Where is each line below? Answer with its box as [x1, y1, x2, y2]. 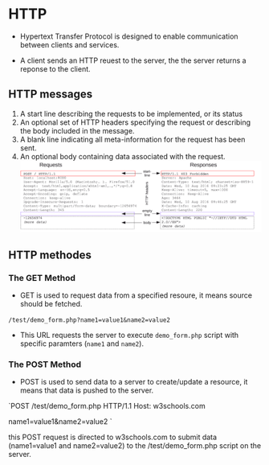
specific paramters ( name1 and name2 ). [19, 339, 145, 348]
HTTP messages [8, 88, 93, 101]
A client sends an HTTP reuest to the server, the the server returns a [19, 56, 247, 65]
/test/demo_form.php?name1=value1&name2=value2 [8, 315, 171, 324]
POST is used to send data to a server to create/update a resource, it [19, 377, 248, 387]
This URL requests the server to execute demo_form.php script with [19, 330, 239, 339]
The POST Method [8, 359, 82, 370]
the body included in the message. [19, 126, 135, 135]
